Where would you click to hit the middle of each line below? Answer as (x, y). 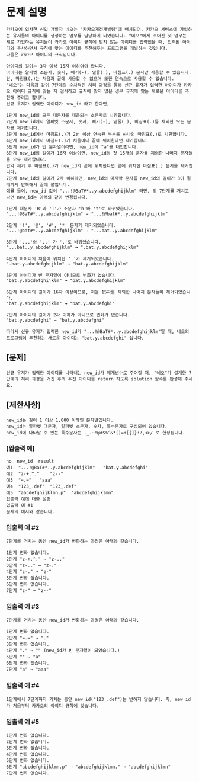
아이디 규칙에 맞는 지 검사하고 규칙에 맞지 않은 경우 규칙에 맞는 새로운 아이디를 (97, 91)
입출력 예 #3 (23, 607)
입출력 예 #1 (20, 505)
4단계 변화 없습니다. (28, 754)
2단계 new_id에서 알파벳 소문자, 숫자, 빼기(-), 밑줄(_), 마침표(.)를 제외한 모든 (95, 121)
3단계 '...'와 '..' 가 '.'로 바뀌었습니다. (54, 242)
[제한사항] (24, 405)
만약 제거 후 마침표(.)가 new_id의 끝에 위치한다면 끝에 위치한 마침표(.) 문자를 (92, 166)
